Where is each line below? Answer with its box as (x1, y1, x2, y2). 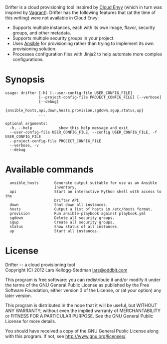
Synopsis (5, 74, 45, 85)
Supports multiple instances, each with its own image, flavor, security (12, 24, 156, 30)
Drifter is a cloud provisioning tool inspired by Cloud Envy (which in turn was (5, 4, 162, 10)
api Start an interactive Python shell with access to (9, 189, 162, 194)
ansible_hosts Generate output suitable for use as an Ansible (9, 180, 157, 185)
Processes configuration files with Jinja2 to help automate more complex (12, 51, 163, 57)
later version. (5, 292, 32, 298)
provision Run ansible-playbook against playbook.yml (9, 211, 146, 216)
